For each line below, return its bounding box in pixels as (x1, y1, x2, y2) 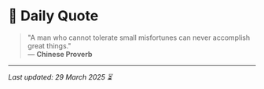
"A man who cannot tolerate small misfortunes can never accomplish (27, 33, 251, 42)
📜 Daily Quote (8, 7, 99, 25)
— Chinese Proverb (27, 49, 93, 59)
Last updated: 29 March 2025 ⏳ (8, 72, 112, 81)
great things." (27, 41, 72, 50)
